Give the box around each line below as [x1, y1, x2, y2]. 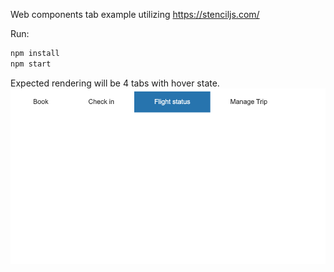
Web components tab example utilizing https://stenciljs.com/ [10, 9, 260, 20]
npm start [10, 59, 52, 69]
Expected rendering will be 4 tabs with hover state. [10, 77, 220, 89]
